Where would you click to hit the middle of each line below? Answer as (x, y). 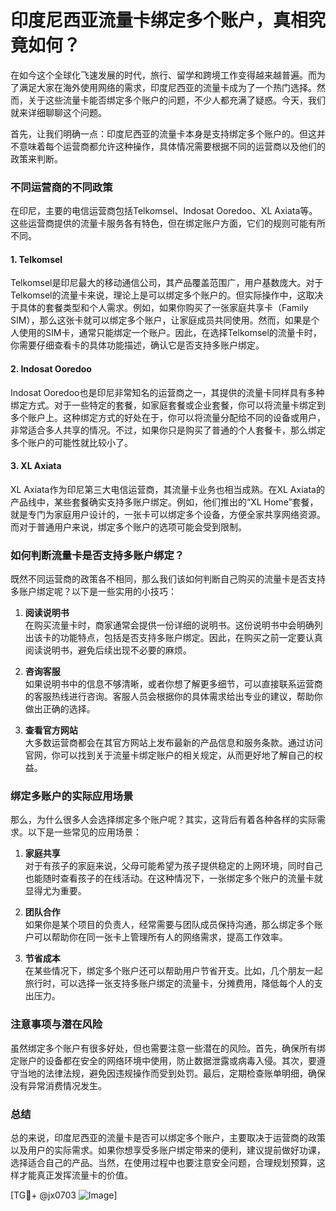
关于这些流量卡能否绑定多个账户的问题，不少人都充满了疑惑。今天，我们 (176, 100)
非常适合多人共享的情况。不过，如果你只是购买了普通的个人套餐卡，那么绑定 (168, 430)
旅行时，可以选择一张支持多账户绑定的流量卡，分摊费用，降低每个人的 (169, 983)
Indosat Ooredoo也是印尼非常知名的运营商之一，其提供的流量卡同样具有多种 (167, 392)
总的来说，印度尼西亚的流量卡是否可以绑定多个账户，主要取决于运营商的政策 (168, 1138)
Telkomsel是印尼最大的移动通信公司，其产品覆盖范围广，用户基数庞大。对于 (167, 283)
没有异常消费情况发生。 (58, 1085)
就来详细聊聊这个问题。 (58, 112)
